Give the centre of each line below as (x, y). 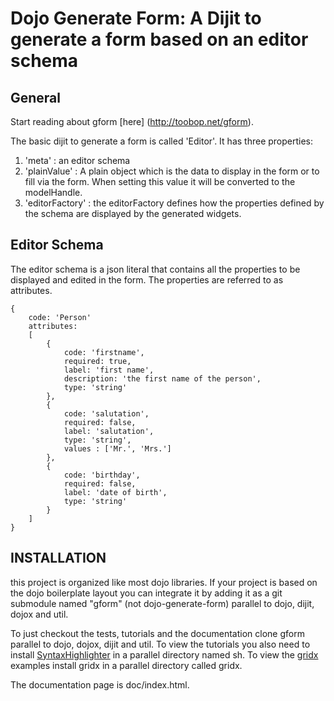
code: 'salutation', (106, 413)
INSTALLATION (58, 558)
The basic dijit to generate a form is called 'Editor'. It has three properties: (162, 141)
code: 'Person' (60, 317)
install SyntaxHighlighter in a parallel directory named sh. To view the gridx (164, 654)
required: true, (97, 361)
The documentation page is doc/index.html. (100, 684)
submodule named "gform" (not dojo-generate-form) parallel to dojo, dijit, (162, 603)
